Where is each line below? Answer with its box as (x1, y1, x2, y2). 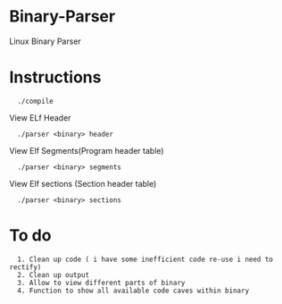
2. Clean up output (17, 270, 90, 279)
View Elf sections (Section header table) (9, 178, 157, 189)
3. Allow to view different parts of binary (17, 278, 186, 287)
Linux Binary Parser (9, 36, 82, 46)
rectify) (9, 262, 42, 272)
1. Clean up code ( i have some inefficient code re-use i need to (17, 255, 274, 264)
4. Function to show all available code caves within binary (17, 286, 250, 295)
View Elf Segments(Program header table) (9, 145, 164, 156)
